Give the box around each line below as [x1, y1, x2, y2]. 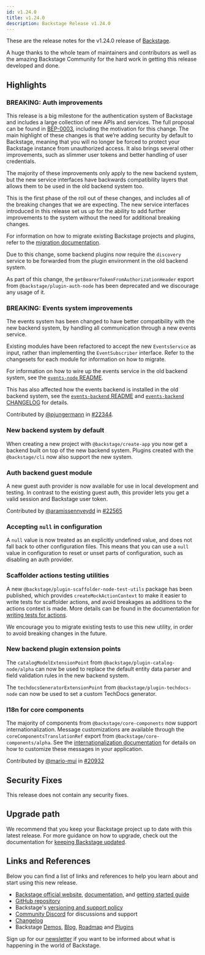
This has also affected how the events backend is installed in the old [6, 386, 179, 393]
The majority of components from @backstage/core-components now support [6, 719, 198, 727]
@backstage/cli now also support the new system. [6, 453, 133, 460]
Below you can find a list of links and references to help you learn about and [6, 872, 198, 880]
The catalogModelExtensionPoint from [6, 659, 103, 666]
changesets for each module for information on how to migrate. [6, 356, 166, 363]
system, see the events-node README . [6, 374, 104, 382]
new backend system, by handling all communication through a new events [6, 324, 196, 331]
